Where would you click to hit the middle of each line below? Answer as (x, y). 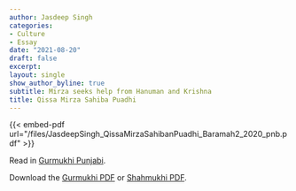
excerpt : (25, 67)
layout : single (37, 75)
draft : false (33, 58)
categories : (31, 26)
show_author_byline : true (57, 83)
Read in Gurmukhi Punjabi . (58, 161)
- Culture (27, 34)
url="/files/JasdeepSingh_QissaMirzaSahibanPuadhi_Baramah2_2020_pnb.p (148, 134)
